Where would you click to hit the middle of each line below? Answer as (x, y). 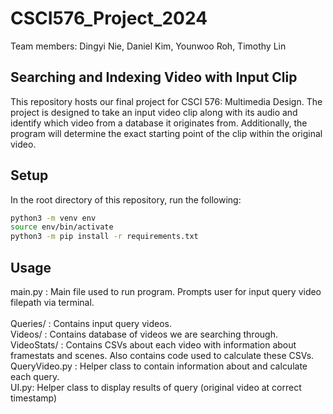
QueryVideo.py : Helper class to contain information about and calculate (159, 366)
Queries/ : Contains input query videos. (91, 323)
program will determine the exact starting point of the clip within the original (166, 133)
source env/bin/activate (62, 227)
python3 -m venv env (53, 218)
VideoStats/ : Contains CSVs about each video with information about (153, 345)
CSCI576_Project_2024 (109, 18)
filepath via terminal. (52, 302)
